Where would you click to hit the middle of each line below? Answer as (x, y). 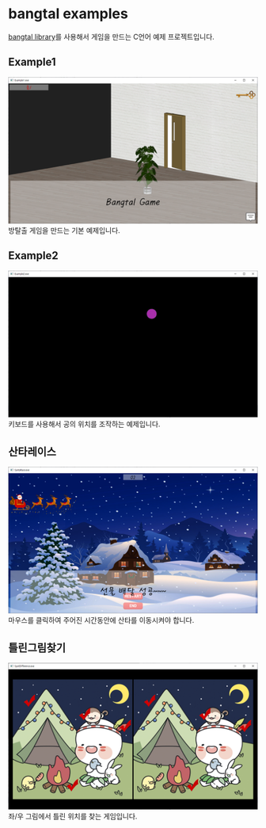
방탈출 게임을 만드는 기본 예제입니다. (64, 231)
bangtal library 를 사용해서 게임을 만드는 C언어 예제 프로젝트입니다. (112, 36)
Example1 (32, 62)
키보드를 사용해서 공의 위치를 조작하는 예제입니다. (84, 424)
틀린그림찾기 (37, 648)
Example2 (33, 256)
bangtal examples (68, 14)
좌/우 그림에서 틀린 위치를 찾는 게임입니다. (73, 816)
